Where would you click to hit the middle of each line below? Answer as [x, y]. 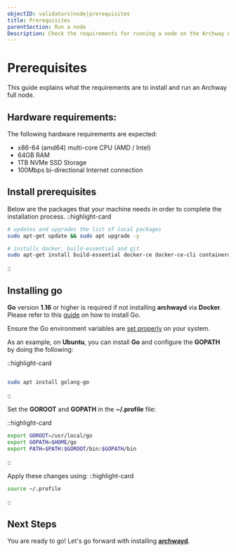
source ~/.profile [34, 489]
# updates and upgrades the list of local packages [84, 229]
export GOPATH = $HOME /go [42, 442]
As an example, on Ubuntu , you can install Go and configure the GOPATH [114, 342]
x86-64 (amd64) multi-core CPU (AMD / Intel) [84, 147]
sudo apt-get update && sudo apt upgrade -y [73, 236]
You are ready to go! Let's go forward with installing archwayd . [99, 541]
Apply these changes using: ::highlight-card [71, 475]
